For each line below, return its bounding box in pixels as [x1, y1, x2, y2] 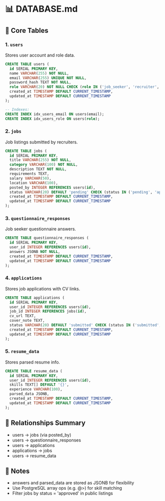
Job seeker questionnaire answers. [5, 226, 76, 232]
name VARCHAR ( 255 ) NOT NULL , [9, 71, 69, 76]
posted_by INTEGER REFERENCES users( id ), [9, 185, 96, 190]
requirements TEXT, [9, 171, 50, 176]
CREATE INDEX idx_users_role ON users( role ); [5, 116, 100, 121]
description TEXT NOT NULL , [9, 167, 67, 172]
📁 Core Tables [5, 26, 49, 34]
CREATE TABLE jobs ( [5, 148, 48, 153]
